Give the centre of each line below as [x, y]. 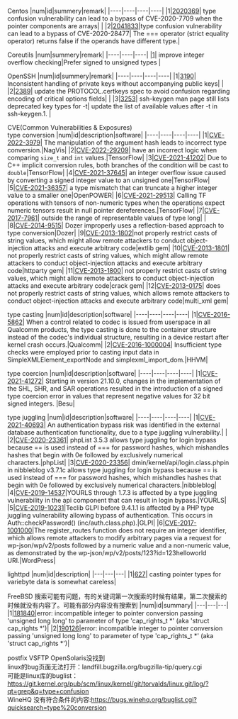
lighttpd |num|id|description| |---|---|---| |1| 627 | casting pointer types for [114, 574]
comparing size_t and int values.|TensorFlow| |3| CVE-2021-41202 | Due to [117, 157]
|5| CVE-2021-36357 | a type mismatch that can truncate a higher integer [112, 188]
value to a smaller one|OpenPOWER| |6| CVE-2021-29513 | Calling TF [107, 195]
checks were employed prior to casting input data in [83, 352]
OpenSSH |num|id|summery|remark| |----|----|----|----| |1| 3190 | [102, 76]
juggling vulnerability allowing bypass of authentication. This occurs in [110, 515]
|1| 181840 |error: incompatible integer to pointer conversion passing [105, 613]
